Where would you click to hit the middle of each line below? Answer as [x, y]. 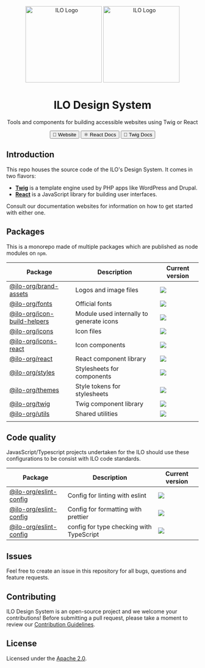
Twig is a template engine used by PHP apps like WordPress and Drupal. [106, 188]
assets [19, 293]
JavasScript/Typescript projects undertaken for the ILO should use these [98, 452]
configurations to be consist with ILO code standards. [74, 459]
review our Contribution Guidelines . [51, 624]
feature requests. [28, 578]
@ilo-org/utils [30, 414]
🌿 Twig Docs [138, 134]
